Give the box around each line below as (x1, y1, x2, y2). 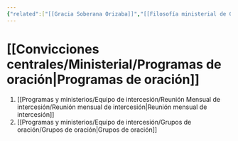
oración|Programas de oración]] (6, 71, 200, 88)
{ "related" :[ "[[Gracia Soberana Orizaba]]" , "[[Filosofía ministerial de (6, 10, 227, 18)
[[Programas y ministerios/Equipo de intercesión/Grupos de (16, 117, 192, 126)
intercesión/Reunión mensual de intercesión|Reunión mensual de (16, 103, 207, 111)
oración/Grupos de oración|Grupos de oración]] (16, 125, 158, 134)
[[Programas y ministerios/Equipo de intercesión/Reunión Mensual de (16, 95, 221, 103)
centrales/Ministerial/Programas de (6, 56, 222, 72)
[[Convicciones (6, 41, 99, 57)
